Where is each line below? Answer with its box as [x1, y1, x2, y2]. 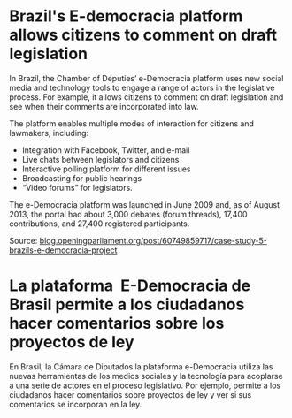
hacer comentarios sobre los [9, 314, 225, 333]
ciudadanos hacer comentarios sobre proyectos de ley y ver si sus [9, 389, 252, 399]
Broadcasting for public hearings [21, 172, 142, 183]
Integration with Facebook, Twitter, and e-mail [21, 144, 190, 156]
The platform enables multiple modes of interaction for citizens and [9, 118, 255, 129]
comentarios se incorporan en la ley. [9, 399, 142, 409]
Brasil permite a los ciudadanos [9, 294, 245, 315]
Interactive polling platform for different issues [21, 163, 191, 174]
